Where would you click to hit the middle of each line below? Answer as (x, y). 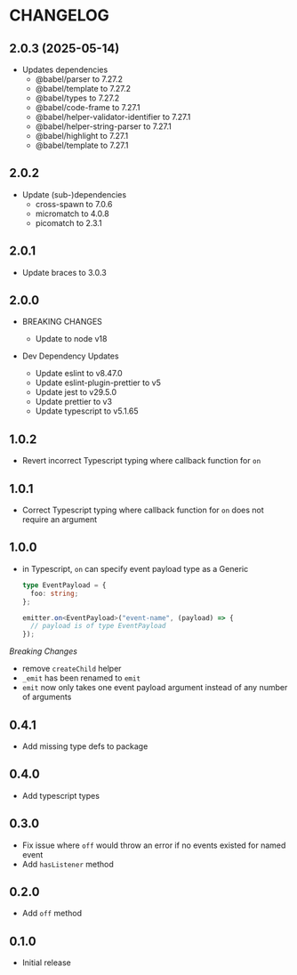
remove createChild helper (72, 669)
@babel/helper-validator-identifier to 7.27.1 (113, 117)
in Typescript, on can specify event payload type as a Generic (135, 568)
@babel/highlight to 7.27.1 (82, 136)
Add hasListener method (68, 864)
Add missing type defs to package (85, 746)
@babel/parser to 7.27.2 (79, 79)
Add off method (52, 914)
